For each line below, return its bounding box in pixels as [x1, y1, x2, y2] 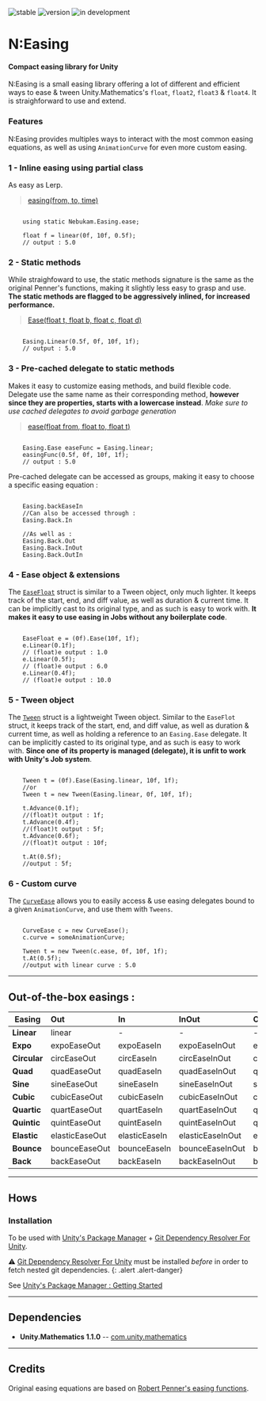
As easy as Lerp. [8, 180, 63, 189]
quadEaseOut [50, 1066, 101, 1077]
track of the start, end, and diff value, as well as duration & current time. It [8, 595, 249, 605]
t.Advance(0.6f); [22, 832, 80, 840]
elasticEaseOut [50, 1130, 107, 1141]
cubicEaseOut [50, 1091, 103, 1102]
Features [8, 116, 44, 127]
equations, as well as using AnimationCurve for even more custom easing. [8, 143, 247, 152]
